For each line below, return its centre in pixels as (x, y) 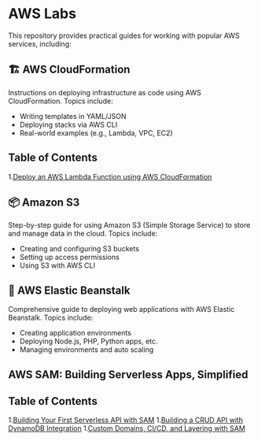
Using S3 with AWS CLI (57, 265)
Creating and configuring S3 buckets (79, 249)
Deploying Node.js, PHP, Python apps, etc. (88, 341)
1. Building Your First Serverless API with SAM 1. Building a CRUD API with (126, 420)
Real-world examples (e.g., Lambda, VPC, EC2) (96, 133)
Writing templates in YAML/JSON (73, 116)
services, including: (40, 43)
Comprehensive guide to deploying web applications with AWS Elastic (122, 309)
